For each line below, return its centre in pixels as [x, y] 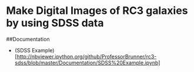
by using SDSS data [55, 23]
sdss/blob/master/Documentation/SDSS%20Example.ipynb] [87, 63]
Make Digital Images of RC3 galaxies [97, 11]
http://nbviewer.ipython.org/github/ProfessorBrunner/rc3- [87, 56]
